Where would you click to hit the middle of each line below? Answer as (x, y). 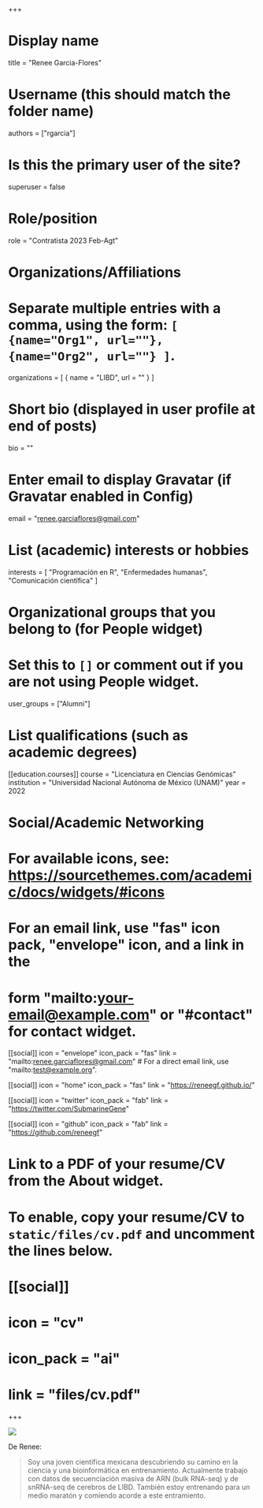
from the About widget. (86, 1181)
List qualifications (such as (98, 735)
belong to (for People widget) (106, 629)
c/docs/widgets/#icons (87, 892)
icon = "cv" (46, 1323)
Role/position (53, 218)
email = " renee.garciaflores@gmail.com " (74, 518)
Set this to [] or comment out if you (126, 665)
